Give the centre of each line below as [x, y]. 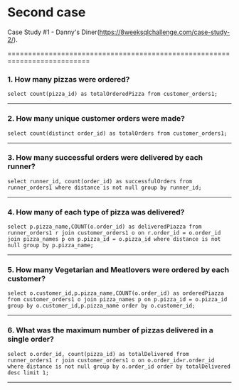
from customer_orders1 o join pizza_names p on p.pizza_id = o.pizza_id [117, 300]
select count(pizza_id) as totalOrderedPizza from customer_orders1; [113, 94]
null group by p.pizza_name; [51, 246]
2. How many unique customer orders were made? [96, 119]
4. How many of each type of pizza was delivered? [96, 212]
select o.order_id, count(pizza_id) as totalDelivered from [99, 354]
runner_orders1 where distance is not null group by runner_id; [105, 188]
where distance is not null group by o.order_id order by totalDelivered [119, 367]
